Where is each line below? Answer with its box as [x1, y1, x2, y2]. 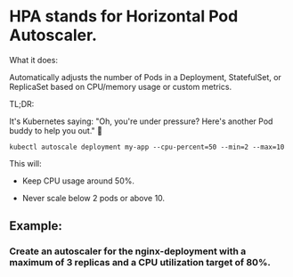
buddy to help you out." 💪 [9, 125, 102, 135]
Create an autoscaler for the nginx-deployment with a [9, 245, 247, 257]
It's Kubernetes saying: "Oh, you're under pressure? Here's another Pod [9, 116, 273, 126]
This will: [9, 158, 42, 168]
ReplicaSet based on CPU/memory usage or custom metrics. [9, 81, 232, 92]
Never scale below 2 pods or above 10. [21, 192, 166, 203]
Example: [9, 218, 62, 233]
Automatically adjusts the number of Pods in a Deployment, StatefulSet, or [9, 71, 282, 82]
